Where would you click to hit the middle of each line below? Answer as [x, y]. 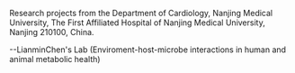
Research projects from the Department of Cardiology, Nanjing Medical [141, 13]
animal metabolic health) [55, 59]
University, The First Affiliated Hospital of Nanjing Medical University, [137, 23]
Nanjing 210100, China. [52, 32]
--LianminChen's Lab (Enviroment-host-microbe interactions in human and [147, 50]
